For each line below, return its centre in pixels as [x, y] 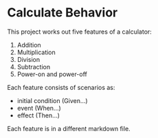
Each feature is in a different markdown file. [69, 128]
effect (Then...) [38, 115]
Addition [29, 45]
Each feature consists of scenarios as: [61, 87]
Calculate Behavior [63, 13]
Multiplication [36, 52]
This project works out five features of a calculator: [80, 32]
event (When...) [39, 108]
